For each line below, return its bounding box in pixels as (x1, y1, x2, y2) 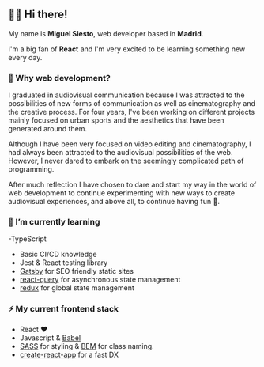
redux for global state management (19, 283, 134, 293)
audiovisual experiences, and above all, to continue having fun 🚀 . (8, 197, 220, 206)
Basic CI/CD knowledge (19, 250, 97, 259)
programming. (8, 165, 55, 174)
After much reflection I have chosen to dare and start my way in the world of (8, 180, 257, 190)
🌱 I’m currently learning (8, 217, 100, 228)
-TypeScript (8, 234, 47, 244)
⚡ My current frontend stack (8, 304, 119, 315)
